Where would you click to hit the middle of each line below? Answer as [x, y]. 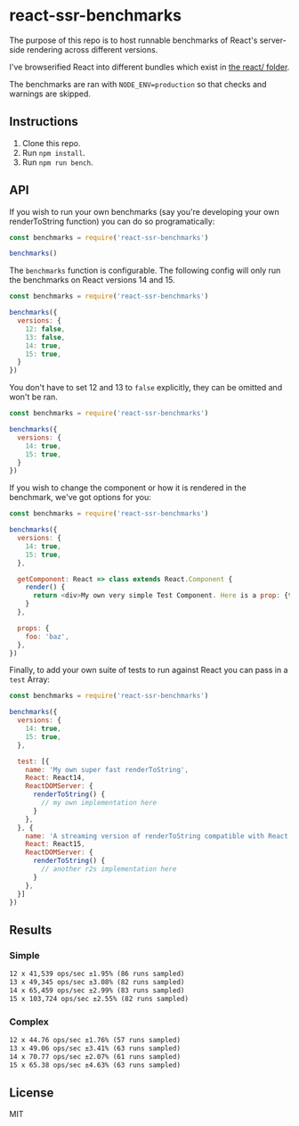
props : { [33, 628]
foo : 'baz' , [47, 637]
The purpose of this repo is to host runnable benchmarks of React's [133, 40]
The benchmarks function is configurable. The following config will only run [145, 271]
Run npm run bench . [57, 162]
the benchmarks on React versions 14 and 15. [92, 280]
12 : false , [45, 329]
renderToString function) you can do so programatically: [112, 221]
